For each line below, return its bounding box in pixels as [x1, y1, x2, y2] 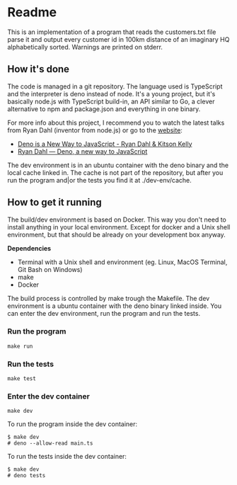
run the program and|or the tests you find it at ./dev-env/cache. [7, 176, 192, 184]
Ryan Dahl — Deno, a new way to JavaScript [17, 147, 148, 156]
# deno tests [7, 472, 46, 479]
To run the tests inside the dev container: [7, 452, 127, 461]
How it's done [7, 63, 69, 75]
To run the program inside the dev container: [7, 420, 138, 428]
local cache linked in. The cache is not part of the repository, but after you [7, 168, 224, 177]
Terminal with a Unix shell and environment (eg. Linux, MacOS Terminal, [17, 258, 228, 266]
